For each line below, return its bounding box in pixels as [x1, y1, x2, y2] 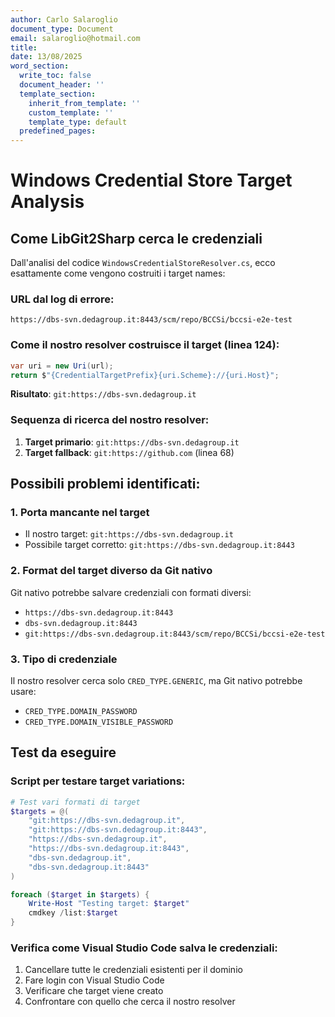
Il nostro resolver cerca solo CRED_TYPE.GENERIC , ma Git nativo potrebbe [10, 675, 303, 687]
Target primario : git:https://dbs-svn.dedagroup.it [24, 436, 240, 448]
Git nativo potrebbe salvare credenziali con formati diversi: [10, 586, 252, 598]
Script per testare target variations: [10, 774, 186, 788]
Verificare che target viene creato [24, 985, 164, 997]
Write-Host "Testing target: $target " [28, 899, 190, 909]
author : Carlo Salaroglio [10, 14, 118, 25]
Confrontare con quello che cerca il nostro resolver [24, 996, 236, 1008]
